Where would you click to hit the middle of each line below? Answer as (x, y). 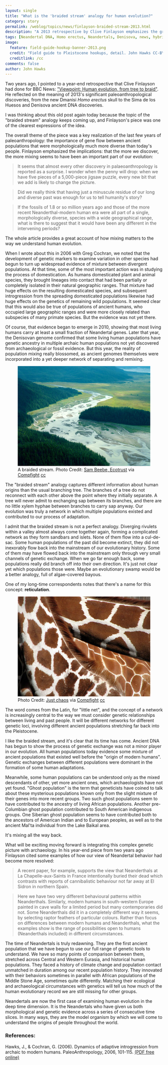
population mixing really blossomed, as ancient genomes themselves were (82, 354)
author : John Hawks (25, 69)
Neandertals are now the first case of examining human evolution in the (79, 1001)
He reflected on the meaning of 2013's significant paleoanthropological (78, 94)
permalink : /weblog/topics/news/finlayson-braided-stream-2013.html (78, 27)
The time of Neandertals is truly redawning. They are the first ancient (76, 943)
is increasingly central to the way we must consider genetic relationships (80, 715)
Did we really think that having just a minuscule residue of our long (86, 192)
